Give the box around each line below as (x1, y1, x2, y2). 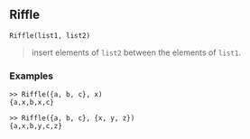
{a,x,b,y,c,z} (9, 122, 63, 131)
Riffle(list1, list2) (9, 31, 91, 40)
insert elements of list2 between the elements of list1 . (31, 47, 242, 58)
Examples (9, 69, 54, 82)
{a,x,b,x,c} (9, 98, 54, 107)
